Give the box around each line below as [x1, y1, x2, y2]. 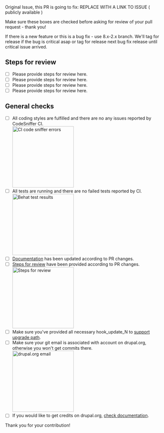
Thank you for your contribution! [5, 422, 70, 428]
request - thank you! [5, 24, 47, 30]
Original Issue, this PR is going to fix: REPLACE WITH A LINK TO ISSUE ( [5, 4, 150, 10]
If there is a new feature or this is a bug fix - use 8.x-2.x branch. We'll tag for [5, 34, 159, 39]
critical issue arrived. [5, 44, 47, 49]
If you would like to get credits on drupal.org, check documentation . [12, 412, 149, 418]
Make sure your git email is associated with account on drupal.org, [12, 340, 147, 346]
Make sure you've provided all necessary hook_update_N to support [12, 329, 150, 335]
